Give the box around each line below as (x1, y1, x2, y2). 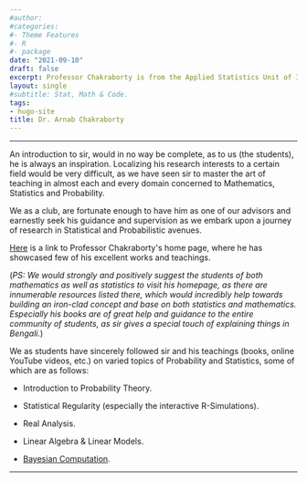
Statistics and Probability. (9, 188, 105, 199)
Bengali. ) (9, 328, 44, 339)
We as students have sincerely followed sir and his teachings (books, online (9, 346, 295, 357)
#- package (9, 47, 51, 57)
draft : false (9, 65, 59, 74)
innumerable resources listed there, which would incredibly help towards (9, 289, 283, 300)
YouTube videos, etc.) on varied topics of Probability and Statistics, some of (9, 355, 295, 366)
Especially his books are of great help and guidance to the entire (9, 309, 254, 320)
